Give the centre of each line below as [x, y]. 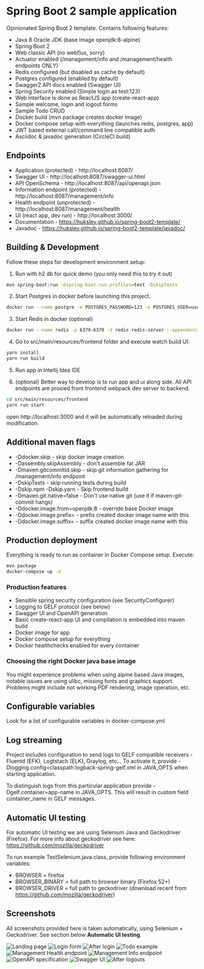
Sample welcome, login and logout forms [66, 104]
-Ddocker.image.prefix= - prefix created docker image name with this [102, 515]
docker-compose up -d [34, 572]
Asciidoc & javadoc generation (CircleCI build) [73, 136]
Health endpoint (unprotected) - [55, 202]
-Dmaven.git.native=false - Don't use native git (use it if [85, 495]
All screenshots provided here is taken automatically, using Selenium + [95, 928]
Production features [36, 587]
